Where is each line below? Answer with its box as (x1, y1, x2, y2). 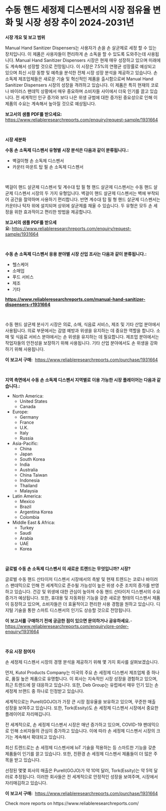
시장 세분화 (5, 136, 26, 142)
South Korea (19, 456, 45, 462)
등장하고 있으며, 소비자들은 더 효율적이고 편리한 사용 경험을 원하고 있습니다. (10, 601, 156, 607)
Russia (19, 435, 34, 441)
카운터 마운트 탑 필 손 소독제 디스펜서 (12, 164, 84, 170)
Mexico (19, 498, 35, 504)
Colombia (19, 514, 40, 520)
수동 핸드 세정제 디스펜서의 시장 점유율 (5, 4, 151, 16)
